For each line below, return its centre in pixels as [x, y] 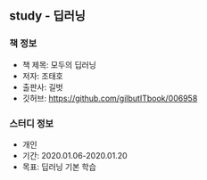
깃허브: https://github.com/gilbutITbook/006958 [110, 98]
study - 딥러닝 [48, 16]
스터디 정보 [32, 123]
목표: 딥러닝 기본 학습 [59, 167]
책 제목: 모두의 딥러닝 [59, 64]
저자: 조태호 [43, 76]
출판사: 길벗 [43, 86]
